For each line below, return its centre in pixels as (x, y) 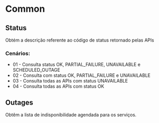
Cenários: (18, 53)
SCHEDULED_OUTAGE (36, 70)
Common (25, 9)
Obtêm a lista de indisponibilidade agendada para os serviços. (71, 115)
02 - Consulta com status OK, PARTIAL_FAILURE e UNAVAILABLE (82, 75)
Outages (19, 102)
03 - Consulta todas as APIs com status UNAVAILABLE (70, 81)
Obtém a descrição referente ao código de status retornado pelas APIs (80, 40)
